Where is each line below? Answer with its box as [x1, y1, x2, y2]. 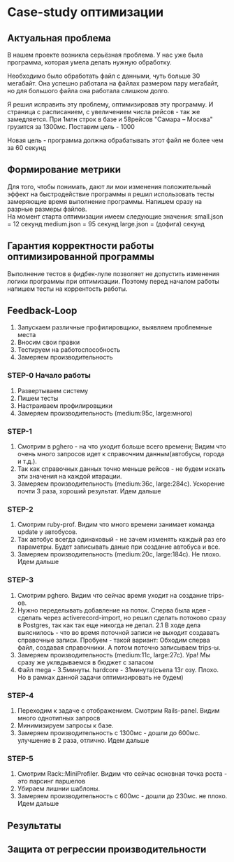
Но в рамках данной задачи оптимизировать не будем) [17, 673, 184, 681]
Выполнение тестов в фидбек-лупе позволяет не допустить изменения [7, 269, 220, 278]
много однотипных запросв [17, 713, 101, 722]
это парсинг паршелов [17, 777, 86, 786]
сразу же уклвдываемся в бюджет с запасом [17, 658, 154, 666]
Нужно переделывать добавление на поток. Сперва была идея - [17, 606, 211, 614]
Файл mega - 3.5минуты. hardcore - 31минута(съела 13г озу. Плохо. [17, 665, 219, 673]
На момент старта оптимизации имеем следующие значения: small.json [7, 212, 224, 221]
